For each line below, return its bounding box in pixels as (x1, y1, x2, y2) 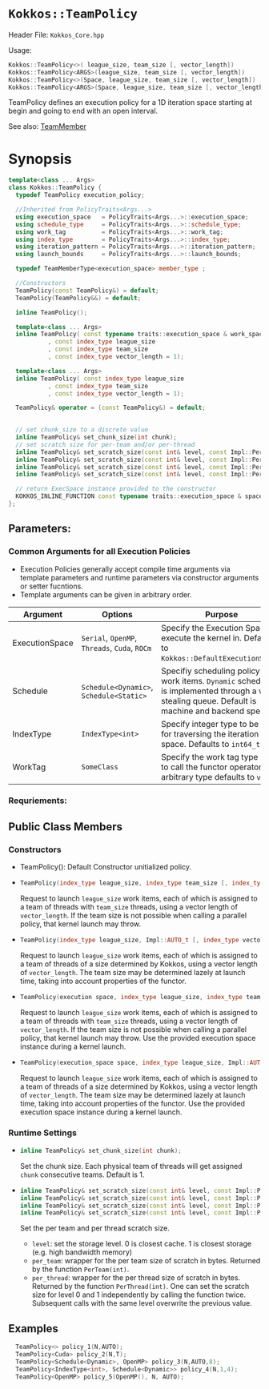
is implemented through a (161, 685, 258, 697)
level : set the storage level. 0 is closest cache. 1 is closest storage (31, 1239, 252, 1249)
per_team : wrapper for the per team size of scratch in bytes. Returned (31, 1256, 261, 1266)
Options (101, 608, 134, 620)
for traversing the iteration (161, 728, 259, 739)
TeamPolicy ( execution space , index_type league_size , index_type (19, 993, 243, 1001)
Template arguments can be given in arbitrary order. (19, 589, 192, 599)
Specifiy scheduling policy (161, 665, 260, 676)
